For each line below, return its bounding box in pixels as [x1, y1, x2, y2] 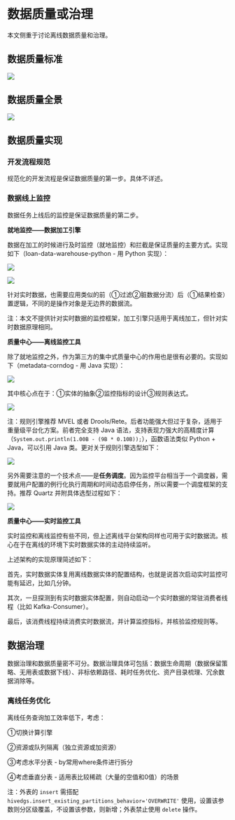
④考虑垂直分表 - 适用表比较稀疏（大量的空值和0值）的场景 [7, 772, 180, 781]
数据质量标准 [7, 53, 63, 65]
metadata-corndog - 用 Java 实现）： [19, 361, 125, 369]
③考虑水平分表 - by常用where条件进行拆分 [7, 758, 134, 766]
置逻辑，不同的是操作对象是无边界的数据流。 [7, 298, 136, 308]
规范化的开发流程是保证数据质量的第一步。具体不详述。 [7, 174, 166, 182]
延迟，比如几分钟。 [19, 578, 75, 587]
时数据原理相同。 [7, 322, 57, 331]
